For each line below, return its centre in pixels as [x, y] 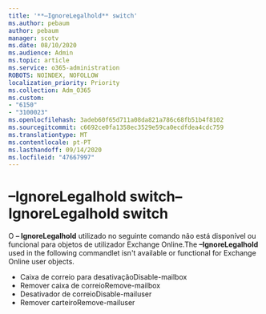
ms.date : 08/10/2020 [43, 46]
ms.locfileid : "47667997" [51, 157]
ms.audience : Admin [41, 53]
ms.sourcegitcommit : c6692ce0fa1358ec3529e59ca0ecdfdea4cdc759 [116, 127]
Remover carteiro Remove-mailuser [77, 303]
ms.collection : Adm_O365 [50, 90]
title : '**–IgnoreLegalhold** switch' [73, 16]
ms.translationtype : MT [48, 135]
